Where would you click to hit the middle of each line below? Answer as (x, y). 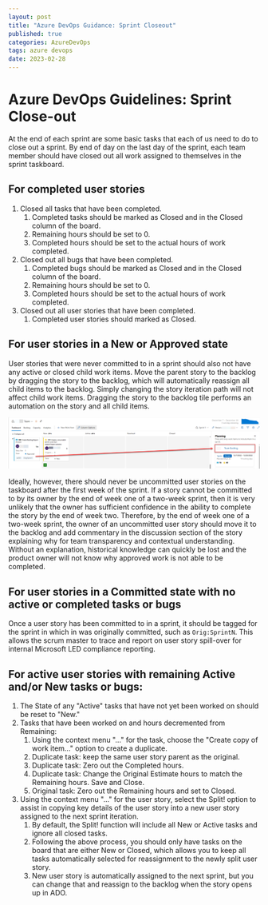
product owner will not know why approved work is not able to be (116, 558)
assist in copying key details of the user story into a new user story (130, 808)
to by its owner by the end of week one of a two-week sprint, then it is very (132, 499)
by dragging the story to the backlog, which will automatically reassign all (129, 381)
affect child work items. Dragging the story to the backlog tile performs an (130, 397)
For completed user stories (77, 189)
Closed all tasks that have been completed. (91, 209)
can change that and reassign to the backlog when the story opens (142, 884)
